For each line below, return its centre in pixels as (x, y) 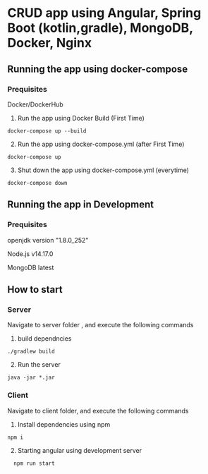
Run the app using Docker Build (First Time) (81, 118)
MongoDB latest (31, 267)
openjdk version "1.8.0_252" (48, 240)
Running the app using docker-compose (98, 69)
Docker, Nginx (50, 43)
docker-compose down (38, 183)
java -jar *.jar (31, 378)
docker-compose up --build (47, 131)
